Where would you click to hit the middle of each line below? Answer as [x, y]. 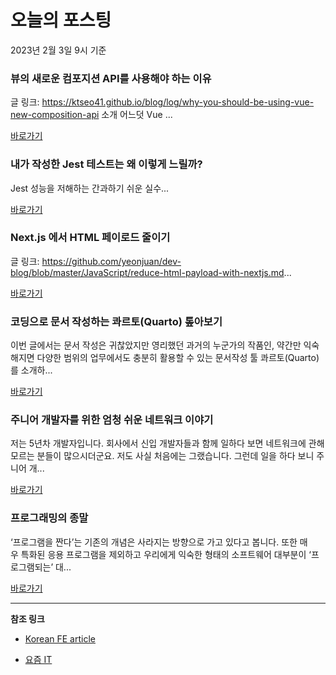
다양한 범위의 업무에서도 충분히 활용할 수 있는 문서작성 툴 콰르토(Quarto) [178, 358]
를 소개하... [31, 370]
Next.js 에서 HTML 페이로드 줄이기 [90, 238]
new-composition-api [55, 115]
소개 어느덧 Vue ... [137, 115]
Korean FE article [60, 638]
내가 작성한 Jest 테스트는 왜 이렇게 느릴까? [106, 164]
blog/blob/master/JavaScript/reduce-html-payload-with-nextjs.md [147, 272]
